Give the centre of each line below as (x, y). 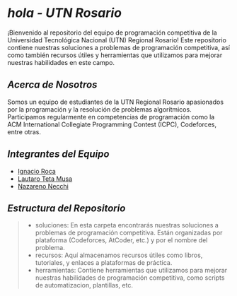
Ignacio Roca (37, 171)
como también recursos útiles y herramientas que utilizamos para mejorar (115, 55)
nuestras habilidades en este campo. (61, 62)
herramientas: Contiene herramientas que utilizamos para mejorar (131, 271)
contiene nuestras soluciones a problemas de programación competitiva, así (118, 47)
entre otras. (24, 131)
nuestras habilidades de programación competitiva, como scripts (130, 278)
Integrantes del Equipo (58, 154)
